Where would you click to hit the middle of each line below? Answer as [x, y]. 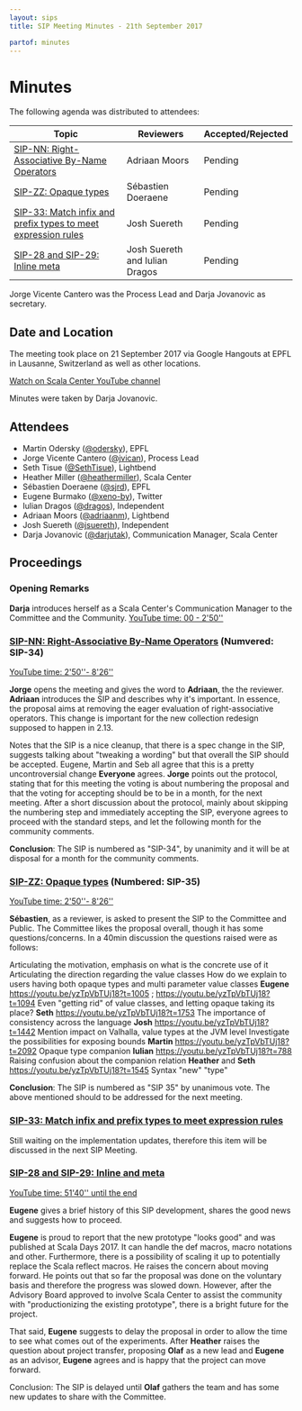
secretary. [28, 304]
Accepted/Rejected [246, 134]
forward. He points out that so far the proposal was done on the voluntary [146, 1275]
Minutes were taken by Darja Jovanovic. [84, 398]
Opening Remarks [49, 588]
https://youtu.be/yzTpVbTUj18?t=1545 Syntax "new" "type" [119, 1070]
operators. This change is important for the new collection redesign [134, 718]
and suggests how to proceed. [66, 1220]
